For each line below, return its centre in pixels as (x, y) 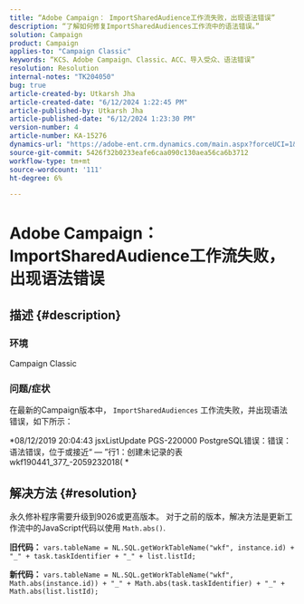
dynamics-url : (36, 144)
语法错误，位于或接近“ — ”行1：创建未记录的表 (96, 452)
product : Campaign (44, 43)
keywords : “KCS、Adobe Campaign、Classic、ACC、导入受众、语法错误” (132, 60)
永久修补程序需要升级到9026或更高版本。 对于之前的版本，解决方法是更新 (147, 517)
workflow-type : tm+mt (50, 161)
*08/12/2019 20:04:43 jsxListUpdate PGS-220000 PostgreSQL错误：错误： (151, 441)
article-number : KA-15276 (58, 136)
